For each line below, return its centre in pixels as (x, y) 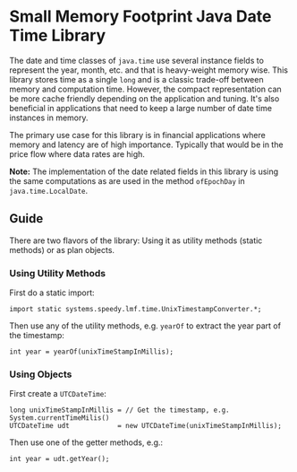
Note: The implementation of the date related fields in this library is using (144, 171)
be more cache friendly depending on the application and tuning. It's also (144, 98)
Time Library (58, 35)
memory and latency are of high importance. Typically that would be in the (146, 144)
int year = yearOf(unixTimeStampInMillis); (92, 352)
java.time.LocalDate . (49, 190)
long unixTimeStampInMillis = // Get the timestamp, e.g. (119, 410)
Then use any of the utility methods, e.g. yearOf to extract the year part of (145, 326)
